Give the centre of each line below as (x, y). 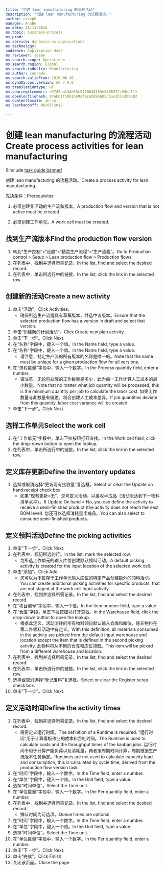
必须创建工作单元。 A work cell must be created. (61, 222)
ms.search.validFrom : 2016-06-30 (40, 78)
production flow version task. (49, 767)
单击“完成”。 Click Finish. (37, 856)
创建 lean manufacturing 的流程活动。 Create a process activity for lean (77, 180)
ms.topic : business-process (34, 32)
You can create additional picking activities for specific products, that (90, 583)
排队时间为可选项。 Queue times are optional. (65, 814)
